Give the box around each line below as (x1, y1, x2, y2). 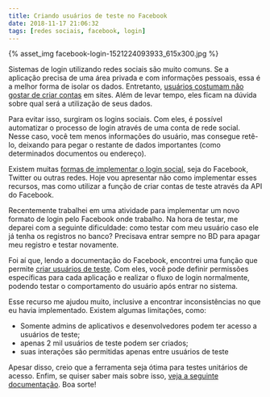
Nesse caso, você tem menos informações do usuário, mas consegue (8, 132, 240, 141)
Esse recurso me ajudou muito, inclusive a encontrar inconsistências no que (8, 297, 261, 307)
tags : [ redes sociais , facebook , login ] (8, 27, 147, 35)
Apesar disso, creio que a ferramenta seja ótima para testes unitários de (8, 362, 248, 372)
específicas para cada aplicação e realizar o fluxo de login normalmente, (8, 273, 250, 282)
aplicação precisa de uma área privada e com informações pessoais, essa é (8, 73, 260, 83)
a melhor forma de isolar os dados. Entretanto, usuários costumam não (8, 81, 244, 91)
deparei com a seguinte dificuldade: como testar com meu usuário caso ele (8, 223, 260, 232)
